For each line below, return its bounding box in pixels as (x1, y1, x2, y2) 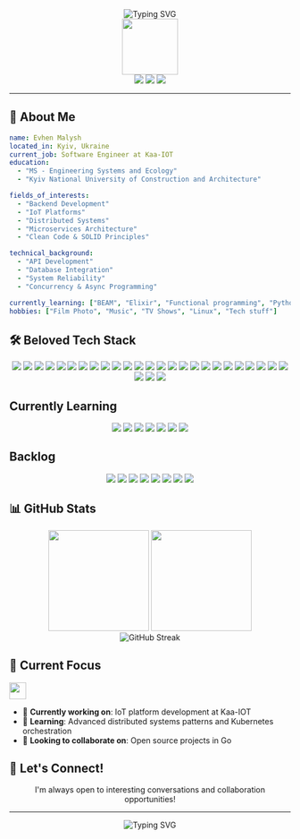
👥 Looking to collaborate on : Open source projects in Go (21, 734, 232, 746)
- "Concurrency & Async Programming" (17, 282, 158, 291)
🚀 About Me (9, 109, 76, 124)
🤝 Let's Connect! (9, 760, 104, 775)
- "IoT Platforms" (17, 208, 87, 217)
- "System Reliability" (17, 273, 105, 283)
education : (9, 158, 50, 167)
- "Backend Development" (17, 199, 110, 209)
